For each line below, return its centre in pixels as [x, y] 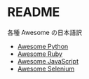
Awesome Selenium [46, 69]
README [34, 12]
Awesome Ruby [40, 54]
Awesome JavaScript [48, 61]
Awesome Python [43, 46]
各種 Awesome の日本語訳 [45, 32]
